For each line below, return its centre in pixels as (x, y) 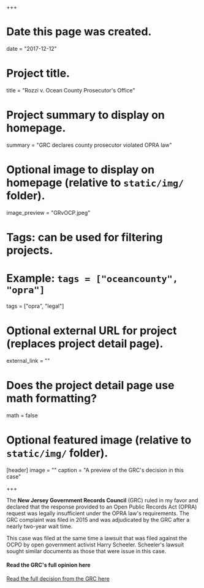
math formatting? (51, 398)
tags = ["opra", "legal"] (35, 306)
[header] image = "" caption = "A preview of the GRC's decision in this (95, 470)
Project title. (38, 73)
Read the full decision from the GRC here (58, 578)
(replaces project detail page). (85, 344)
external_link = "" (28, 360)
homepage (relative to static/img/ (95, 183)
